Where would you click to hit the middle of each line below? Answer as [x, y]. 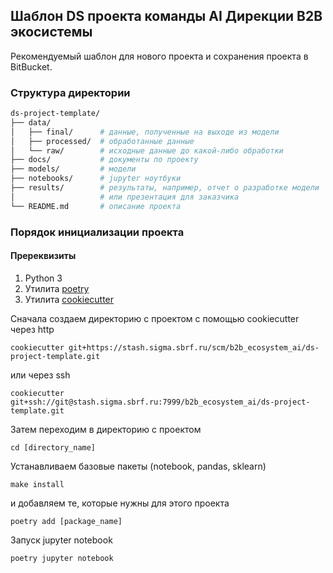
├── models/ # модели [73, 169]
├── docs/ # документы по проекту [104, 160]
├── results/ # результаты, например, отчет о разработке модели [165, 188]
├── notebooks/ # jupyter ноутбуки [96, 179]
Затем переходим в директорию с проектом [106, 429]
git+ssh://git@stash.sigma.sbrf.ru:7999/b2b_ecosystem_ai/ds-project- [160, 402]
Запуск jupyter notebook [61, 540]
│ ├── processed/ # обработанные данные [102, 141]
